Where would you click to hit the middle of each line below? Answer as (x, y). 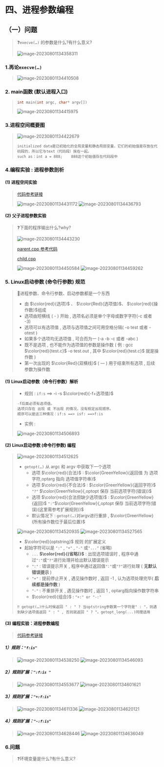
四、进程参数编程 (40, 10)
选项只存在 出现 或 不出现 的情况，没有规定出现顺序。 (65, 409)
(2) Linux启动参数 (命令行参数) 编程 (41, 445)
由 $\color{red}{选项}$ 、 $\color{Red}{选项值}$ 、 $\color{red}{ (89, 304)
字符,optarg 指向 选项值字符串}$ (64, 479)
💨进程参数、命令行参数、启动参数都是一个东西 (63, 293)
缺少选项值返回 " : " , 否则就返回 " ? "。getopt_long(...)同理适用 (85, 612)
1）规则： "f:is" (21, 647)
